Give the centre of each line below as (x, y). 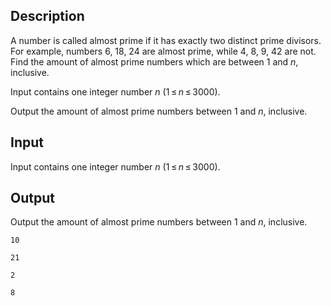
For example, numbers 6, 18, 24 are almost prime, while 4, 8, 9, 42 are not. (163, 51)
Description (47, 16)
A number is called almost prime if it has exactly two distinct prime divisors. (166, 40)
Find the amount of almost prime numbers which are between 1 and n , (154, 61)
